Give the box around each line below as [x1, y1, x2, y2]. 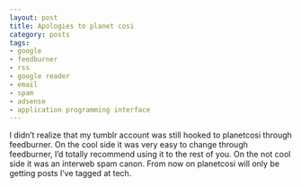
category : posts [9, 30, 70, 39]
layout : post [9, 13, 58, 22]
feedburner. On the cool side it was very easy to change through [9, 139, 249, 150]
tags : [9, 38, 30, 48]
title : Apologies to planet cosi [9, 22, 135, 31]
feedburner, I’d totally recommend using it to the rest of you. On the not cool [9, 149, 291, 160]
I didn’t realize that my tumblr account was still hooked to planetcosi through [9, 129, 292, 140]
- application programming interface [9, 105, 151, 114]
